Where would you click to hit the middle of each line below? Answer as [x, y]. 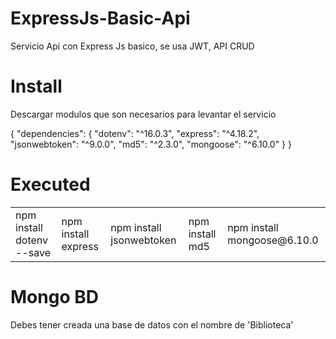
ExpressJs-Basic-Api [100, 18]
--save [33, 252]
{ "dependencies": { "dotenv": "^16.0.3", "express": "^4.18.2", [135, 133]
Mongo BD [54, 297]
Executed [50, 184]
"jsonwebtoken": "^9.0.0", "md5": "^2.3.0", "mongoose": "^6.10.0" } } [151, 144]
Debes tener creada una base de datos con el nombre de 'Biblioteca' [152, 324]
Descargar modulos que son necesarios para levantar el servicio [143, 114]
